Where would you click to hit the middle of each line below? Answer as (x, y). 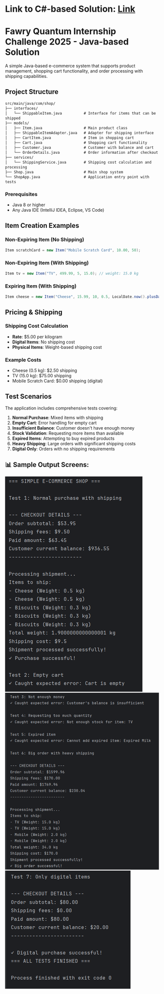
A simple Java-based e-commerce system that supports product (70, 66)
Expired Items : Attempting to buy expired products (63, 438)
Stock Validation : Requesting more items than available (68, 433)
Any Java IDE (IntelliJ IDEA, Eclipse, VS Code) (58, 210)
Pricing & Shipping (34, 312)
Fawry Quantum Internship (61, 32)
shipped (13, 118)
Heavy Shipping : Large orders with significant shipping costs (74, 443)
